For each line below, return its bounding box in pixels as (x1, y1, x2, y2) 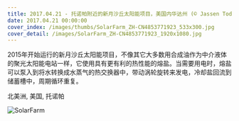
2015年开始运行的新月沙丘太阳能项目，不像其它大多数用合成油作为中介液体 (7, 50, 228, 59)
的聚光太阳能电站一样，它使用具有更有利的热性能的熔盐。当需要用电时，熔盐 (7, 59, 232, 68)
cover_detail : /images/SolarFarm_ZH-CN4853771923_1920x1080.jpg (7, 30, 202, 38)
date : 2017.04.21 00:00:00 (7, 17, 87, 24)
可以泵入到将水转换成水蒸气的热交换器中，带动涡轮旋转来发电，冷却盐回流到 (7, 68, 232, 76)
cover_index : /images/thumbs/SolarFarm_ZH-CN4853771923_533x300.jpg (7, 23, 215, 30)
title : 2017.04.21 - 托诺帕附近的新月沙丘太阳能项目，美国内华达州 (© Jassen (7, 10, 220, 18)
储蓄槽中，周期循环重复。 (7, 77, 83, 86)
